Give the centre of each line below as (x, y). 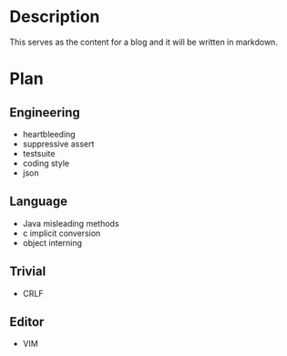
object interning (52, 242)
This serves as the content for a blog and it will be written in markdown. (143, 42)
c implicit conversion (61, 233)
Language (39, 202)
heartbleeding (49, 134)
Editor (27, 322)
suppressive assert (58, 144)
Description (55, 17)
